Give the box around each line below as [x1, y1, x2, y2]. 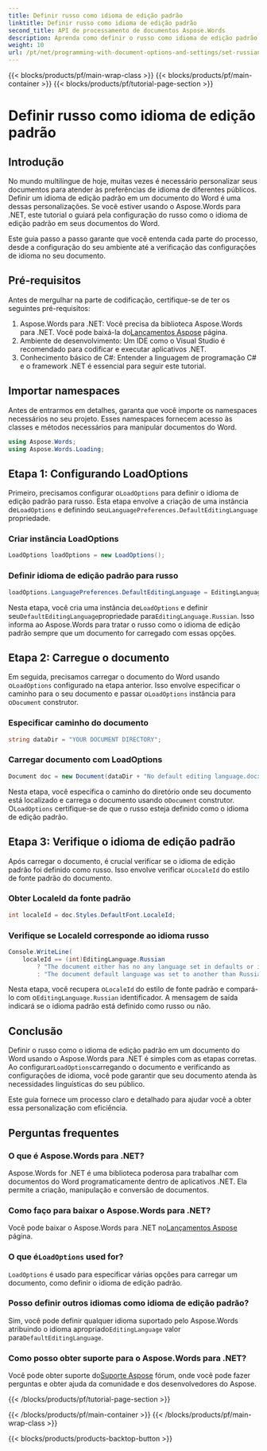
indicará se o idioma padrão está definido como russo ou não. [8, 1002, 211, 1011]
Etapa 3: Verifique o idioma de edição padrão [8, 835, 236, 849]
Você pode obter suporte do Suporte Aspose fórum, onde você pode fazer [8, 1371, 251, 1380]
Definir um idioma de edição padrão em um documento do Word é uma [8, 193, 241, 203]
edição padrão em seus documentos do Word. [8, 219, 161, 228]
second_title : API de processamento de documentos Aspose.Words [8, 26, 226, 34]
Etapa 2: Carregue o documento [8, 651, 169, 664]
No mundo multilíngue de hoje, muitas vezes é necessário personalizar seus [8, 177, 258, 185]
